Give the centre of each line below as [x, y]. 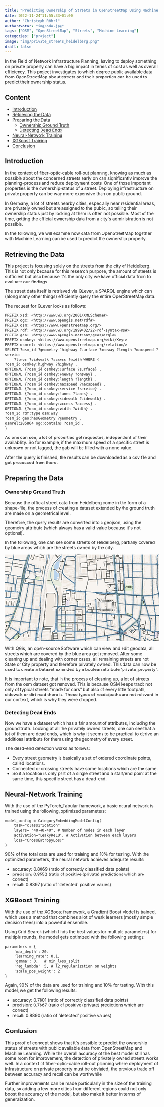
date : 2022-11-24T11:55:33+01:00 [39, 15]
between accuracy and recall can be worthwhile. [54, 1074]
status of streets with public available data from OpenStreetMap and [74, 1048]
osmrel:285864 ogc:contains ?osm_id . [44, 424]
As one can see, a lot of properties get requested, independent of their [76, 438]
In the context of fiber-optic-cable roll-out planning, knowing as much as [78, 173]
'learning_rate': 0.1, [37, 956]
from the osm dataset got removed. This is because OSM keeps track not [79, 684]
